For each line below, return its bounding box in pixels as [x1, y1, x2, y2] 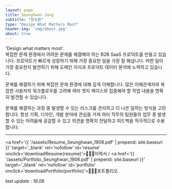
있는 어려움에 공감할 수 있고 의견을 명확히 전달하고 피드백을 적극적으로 [16, 118, 156, 124]
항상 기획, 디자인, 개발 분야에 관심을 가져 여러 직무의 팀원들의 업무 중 [20, 111, 157, 117]
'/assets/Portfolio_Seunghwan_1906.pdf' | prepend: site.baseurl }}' [5, 156, 145, 162]
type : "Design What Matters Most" [5, 21, 79, 27]
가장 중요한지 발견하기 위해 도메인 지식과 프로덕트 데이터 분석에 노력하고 [5, 64, 149, 70]
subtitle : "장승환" [5, 17, 44, 22]
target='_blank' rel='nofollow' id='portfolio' [5, 162, 96, 168]
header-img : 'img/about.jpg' [5, 27, 68, 32]
